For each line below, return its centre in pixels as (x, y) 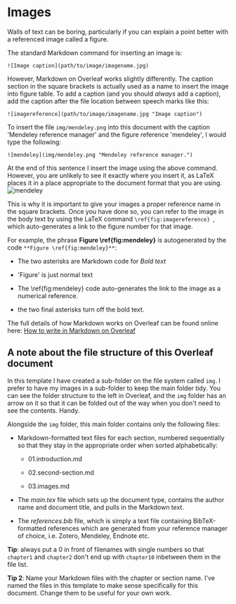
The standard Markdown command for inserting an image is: (95, 53)
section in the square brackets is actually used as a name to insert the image (118, 86)
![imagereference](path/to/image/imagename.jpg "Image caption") (105, 114)
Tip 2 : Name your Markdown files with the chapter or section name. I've (111, 578)
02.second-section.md (61, 473)
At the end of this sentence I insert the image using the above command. (112, 168)
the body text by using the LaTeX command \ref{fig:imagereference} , (111, 219)
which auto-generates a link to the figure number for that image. (100, 226)
